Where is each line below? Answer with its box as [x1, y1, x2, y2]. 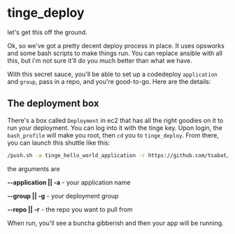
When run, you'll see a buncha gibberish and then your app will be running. [7, 219, 224, 227]
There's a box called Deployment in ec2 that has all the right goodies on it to [7, 116, 224, 124]
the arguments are [7, 164, 61, 173]
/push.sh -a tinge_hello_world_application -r [7, 152, 145, 159]
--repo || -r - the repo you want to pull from [7, 205, 133, 214]
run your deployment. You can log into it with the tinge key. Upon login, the [7, 124, 222, 132]
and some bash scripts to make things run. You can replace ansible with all [7, 49, 222, 57]
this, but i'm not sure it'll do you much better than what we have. [7, 56, 192, 64]
